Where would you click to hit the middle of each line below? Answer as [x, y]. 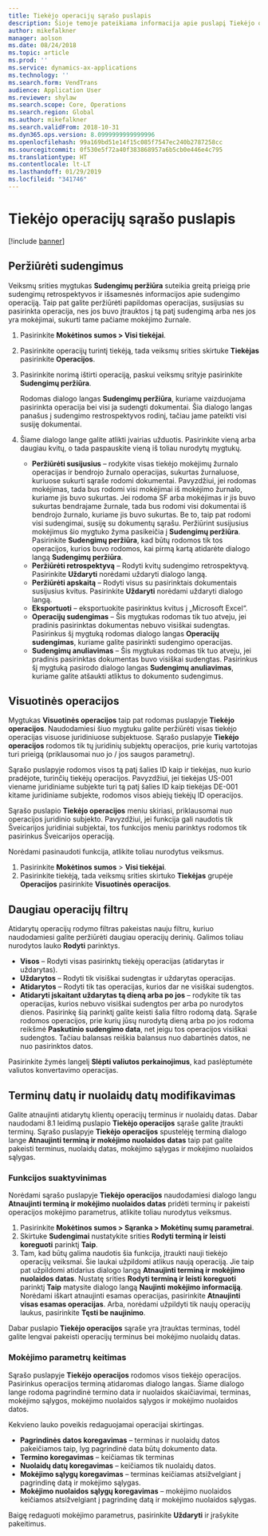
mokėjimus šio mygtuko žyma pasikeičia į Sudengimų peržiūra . [136, 531]
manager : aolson [35, 38]
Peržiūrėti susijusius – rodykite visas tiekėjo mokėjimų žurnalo [135, 463]
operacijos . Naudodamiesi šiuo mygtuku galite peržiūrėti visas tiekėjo [123, 729]
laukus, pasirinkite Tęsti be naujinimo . [83, 1313]
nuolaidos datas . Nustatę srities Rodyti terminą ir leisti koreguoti [128, 1279]
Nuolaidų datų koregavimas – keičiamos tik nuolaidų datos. [118, 1466]
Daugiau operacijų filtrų [69, 909]
